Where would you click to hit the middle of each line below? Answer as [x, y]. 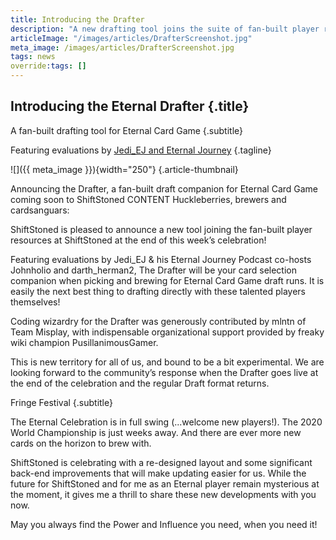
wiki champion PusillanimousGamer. [84, 342]
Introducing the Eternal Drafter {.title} [130, 106]
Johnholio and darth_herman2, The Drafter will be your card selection [154, 270]
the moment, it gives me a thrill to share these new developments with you [163, 494]
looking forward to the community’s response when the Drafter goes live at [164, 372]
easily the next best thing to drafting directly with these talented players [158, 291]
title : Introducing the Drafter [77, 19]
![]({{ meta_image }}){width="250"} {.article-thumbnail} [124, 169]
